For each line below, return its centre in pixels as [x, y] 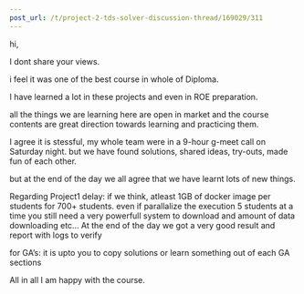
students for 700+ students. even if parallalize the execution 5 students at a [152, 206]
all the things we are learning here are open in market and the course [139, 114]
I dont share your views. [55, 61]
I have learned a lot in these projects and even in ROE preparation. [134, 96]
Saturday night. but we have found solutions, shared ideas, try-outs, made [149, 151]
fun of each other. [43, 161]
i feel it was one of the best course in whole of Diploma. [114, 79]
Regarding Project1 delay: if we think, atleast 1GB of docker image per [140, 196]
